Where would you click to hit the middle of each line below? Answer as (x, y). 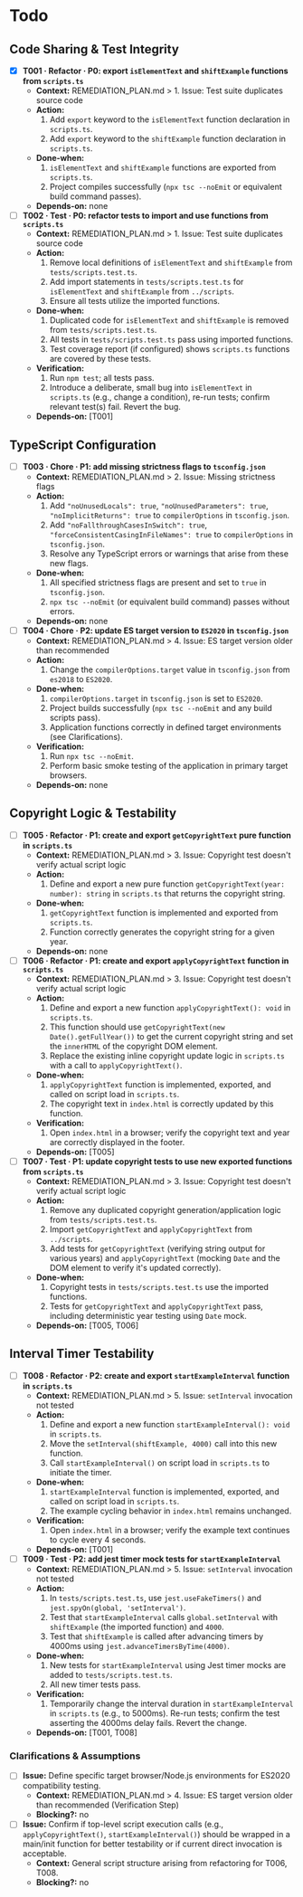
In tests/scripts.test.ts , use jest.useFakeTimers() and (156, 1598)
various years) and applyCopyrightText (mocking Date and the (165, 1258)
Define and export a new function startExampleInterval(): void (170, 1424)
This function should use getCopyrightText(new (137, 1027)
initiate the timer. (80, 1472)
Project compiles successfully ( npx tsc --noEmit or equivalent (166, 187)
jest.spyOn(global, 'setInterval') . (118, 1608)
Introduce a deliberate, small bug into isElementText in (151, 388)
